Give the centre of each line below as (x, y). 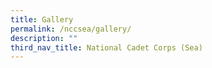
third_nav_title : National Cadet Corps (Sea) (106, 47)
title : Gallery (42, 19)
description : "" (44, 38)
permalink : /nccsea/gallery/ (71, 29)
